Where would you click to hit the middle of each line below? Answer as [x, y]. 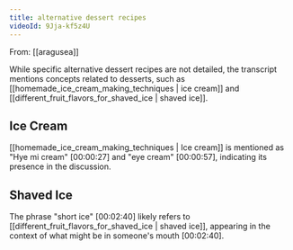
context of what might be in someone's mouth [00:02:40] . [117, 236]
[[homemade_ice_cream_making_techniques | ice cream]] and [124, 88]
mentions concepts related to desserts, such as [98, 78]
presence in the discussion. [60, 166]
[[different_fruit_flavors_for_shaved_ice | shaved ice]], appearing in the [140, 227]
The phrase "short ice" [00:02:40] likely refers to [100, 217]
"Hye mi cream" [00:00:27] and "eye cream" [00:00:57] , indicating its [138, 157]
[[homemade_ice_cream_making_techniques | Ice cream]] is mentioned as [147, 147]
